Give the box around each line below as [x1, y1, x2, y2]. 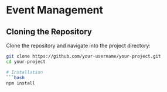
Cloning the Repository [6, 27, 92, 37]
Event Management [6, 3, 104, 17]
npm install [6, 80, 35, 86]
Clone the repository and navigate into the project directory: [6, 42, 151, 49]
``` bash [6, 75, 25, 80]
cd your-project [6, 59, 46, 65]
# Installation [6, 69, 43, 75]
